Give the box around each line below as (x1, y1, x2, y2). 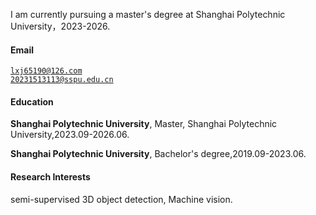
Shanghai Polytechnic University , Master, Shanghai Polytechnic (10, 118, 278, 130)
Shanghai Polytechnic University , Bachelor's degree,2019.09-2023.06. (10, 148, 307, 160)
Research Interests (10, 171, 91, 183)
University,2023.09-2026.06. (10, 129, 130, 141)
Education (10, 95, 54, 108)
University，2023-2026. (10, 20, 111, 32)
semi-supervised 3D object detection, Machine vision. (10, 193, 233, 205)
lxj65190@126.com (10, 66, 83, 76)
